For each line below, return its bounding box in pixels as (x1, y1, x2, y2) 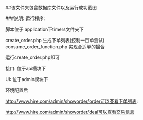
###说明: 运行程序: (5, 15, 45, 22)
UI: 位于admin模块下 (5, 76, 48, 82)
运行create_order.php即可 (5, 54, 60, 61)
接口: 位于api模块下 (5, 66, 46, 71)
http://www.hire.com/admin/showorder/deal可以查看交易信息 (5, 109, 135, 115)
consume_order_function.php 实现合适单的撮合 (5, 44, 105, 50)
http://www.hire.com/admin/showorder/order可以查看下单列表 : (5, 98, 138, 104)
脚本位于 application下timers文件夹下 (5, 26, 84, 32)
